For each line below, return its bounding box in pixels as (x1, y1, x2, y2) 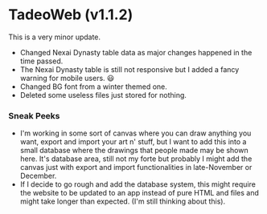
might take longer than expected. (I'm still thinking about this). (19, 196, 226, 206)
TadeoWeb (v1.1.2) (8, 6, 133, 24)
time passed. (19, 56, 64, 66)
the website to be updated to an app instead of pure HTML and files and (19, 188, 260, 198)
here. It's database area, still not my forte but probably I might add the (19, 154, 253, 164)
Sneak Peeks (8, 110, 60, 121)
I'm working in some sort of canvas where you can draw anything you (19, 128, 252, 138)
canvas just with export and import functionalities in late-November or (19, 163, 253, 172)
